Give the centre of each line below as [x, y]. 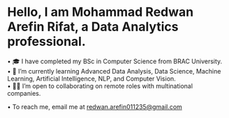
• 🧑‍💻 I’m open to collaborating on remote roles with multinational [100, 86]
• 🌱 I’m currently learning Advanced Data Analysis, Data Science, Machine [114, 71]
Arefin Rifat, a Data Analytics [93, 27]
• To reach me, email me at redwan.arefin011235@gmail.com [95, 107]
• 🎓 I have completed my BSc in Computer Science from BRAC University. [115, 61]
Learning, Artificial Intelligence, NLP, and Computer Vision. [91, 78]
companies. [24, 93]
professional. [46, 42]
